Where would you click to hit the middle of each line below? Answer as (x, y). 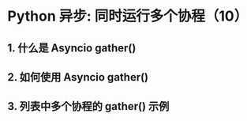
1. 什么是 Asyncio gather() (72, 48)
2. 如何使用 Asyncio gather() (78, 77)
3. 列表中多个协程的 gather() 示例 (88, 106)
